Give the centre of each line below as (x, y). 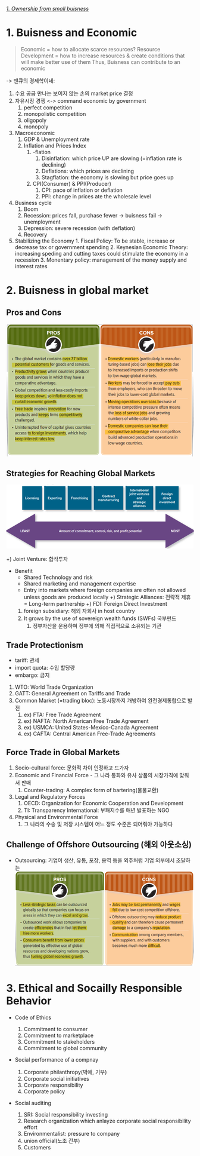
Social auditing (33, 1103)
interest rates (31, 266)
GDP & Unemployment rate (57, 139)
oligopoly (35, 120)
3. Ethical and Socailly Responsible (94, 988)
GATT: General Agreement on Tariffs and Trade (73, 693)
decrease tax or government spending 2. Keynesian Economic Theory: (101, 247)
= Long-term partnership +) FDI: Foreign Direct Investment (96, 604)
